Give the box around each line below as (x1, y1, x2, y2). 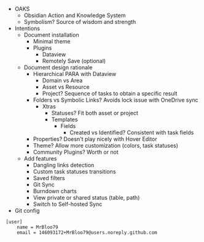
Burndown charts (33, 187, 77, 195)
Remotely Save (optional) (42, 58, 106, 64)
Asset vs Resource (42, 83, 90, 91)
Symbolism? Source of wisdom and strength (23, 18, 136, 25)
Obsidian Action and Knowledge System (23, 12, 126, 19)
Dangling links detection (33, 162, 95, 168)
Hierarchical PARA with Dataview (33, 70, 117, 77)
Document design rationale (23, 64, 93, 71)
